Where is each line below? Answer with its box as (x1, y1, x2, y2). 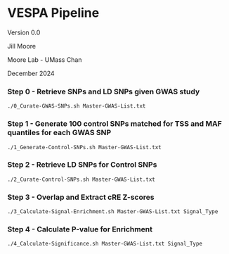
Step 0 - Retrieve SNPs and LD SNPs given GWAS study (7, 87, 200, 96)
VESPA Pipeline (7, 5, 100, 21)
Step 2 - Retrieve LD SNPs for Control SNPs (7, 160, 157, 170)
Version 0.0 (7, 28, 41, 37)
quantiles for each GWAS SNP (7, 128, 112, 138)
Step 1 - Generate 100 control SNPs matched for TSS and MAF (7, 119, 223, 129)
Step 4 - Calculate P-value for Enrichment (7, 224, 153, 234)
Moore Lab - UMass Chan (7, 55, 82, 64)
